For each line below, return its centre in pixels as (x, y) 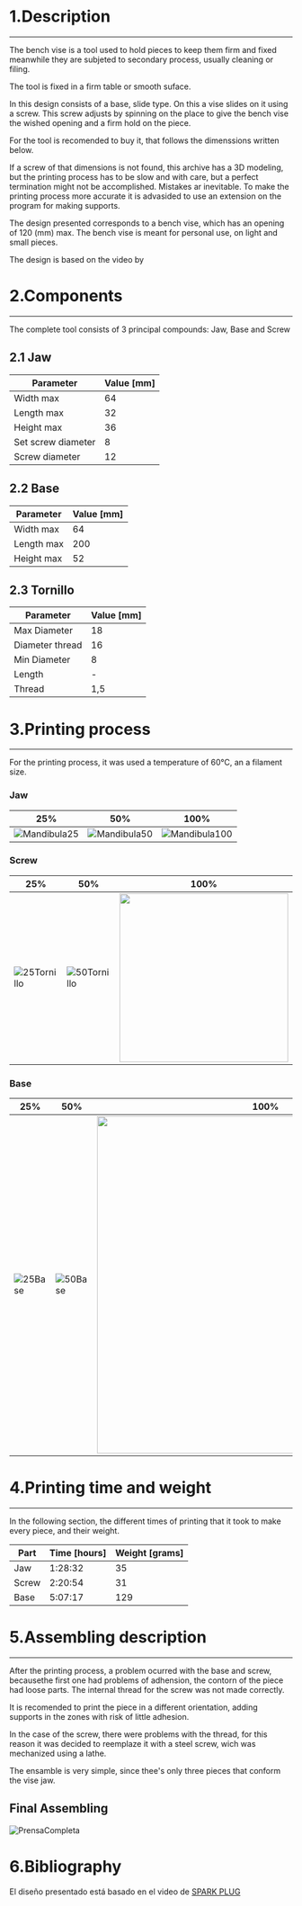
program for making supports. (65, 205)
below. (22, 149)
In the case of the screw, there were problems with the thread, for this (138, 1734)
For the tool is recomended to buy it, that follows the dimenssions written (145, 140)
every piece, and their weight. (64, 1531)
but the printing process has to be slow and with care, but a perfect (134, 176)
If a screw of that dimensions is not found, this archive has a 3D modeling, (147, 167)
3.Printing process (80, 729)
